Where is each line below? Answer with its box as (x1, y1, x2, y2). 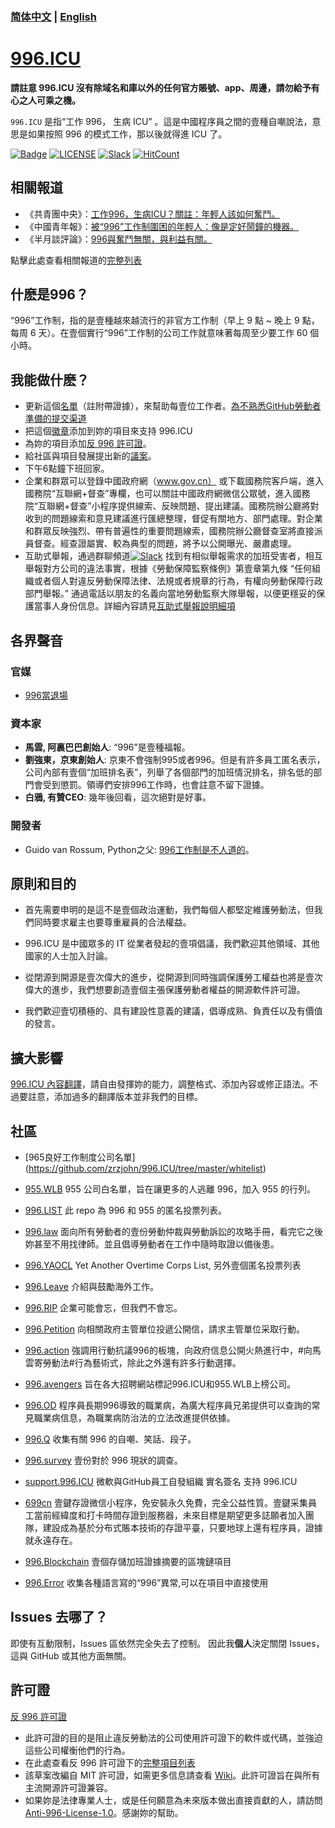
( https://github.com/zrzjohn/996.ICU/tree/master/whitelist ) (24, 1163, 267, 1175)
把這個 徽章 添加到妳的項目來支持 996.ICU (24, 425, 193, 437)
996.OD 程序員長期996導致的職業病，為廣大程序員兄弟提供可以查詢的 (24, 1399, 312, 1412)
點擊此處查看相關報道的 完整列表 (10, 254, 142, 266)
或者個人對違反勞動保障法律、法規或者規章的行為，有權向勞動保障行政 (33, 575, 323, 587)
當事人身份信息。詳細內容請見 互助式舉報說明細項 (33, 600, 236, 612)
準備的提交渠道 (24, 413, 87, 425)
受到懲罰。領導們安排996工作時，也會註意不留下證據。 (42, 779, 270, 791)
